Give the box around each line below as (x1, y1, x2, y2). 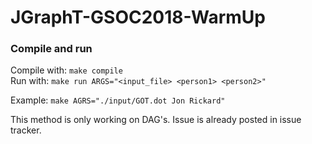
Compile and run (10, 42, 93, 56)
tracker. (10, 124, 42, 136)
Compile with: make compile (10, 64, 123, 76)
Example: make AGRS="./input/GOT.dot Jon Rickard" (10, 94, 226, 106)
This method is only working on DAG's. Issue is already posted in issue (10, 114, 302, 126)
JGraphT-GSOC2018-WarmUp (10, 6, 266, 29)
